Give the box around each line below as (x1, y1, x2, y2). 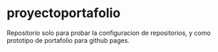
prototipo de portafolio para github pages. (6, 36, 130, 44)
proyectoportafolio (6, 5, 121, 21)
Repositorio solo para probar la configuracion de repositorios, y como (6, 28, 211, 37)
